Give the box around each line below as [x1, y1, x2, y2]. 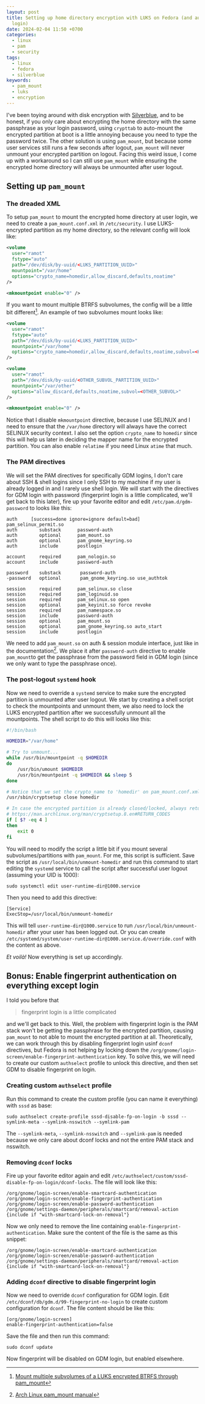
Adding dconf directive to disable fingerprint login [6, 1277, 156, 1286]
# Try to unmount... [6, 749, 59, 756]
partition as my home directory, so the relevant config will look [33, 226, 190, 233]
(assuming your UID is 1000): [6, 871, 79, 878]
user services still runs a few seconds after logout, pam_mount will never [6, 143, 185, 151]
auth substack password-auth [6, 526, 113, 533]
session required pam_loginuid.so [6, 591, 119, 598]
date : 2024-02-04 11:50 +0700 [6, 26, 84, 32]
